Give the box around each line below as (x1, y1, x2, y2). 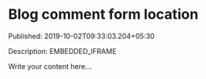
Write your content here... (8, 61, 92, 71)
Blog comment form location (8, 5, 199, 23)
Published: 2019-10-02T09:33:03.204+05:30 (8, 31, 155, 41)
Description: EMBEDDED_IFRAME (8, 46, 117, 56)
